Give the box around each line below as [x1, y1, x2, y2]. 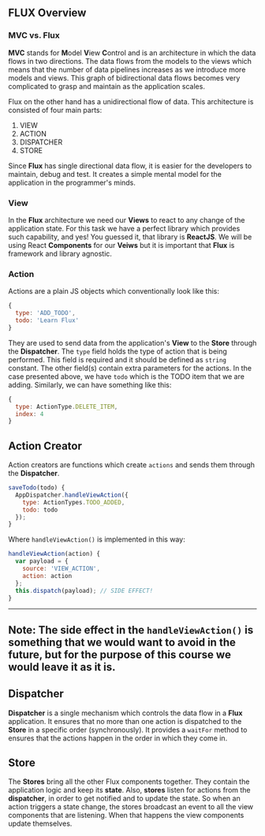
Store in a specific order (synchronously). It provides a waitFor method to [8, 725, 248, 734]
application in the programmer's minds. [8, 178, 136, 187]
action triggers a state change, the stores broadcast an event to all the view [8, 802, 254, 812]
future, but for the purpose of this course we [8, 647, 231, 662]
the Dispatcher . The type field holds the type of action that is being [8, 347, 227, 356]
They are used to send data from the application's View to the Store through [8, 338, 257, 347]
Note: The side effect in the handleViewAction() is [8, 623, 254, 636]
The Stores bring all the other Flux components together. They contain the [8, 777, 250, 786]
